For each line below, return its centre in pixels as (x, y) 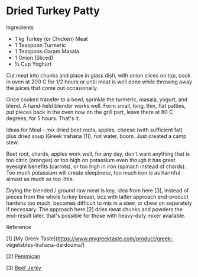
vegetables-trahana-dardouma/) (46, 244)
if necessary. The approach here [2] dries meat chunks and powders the (95, 209)
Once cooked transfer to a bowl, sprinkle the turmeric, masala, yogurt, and (97, 99)
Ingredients (20, 27)
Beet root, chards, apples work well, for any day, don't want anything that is (98, 154)
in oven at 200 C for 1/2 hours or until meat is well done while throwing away (99, 82)
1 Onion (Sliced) (34, 57)
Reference (19, 227)
